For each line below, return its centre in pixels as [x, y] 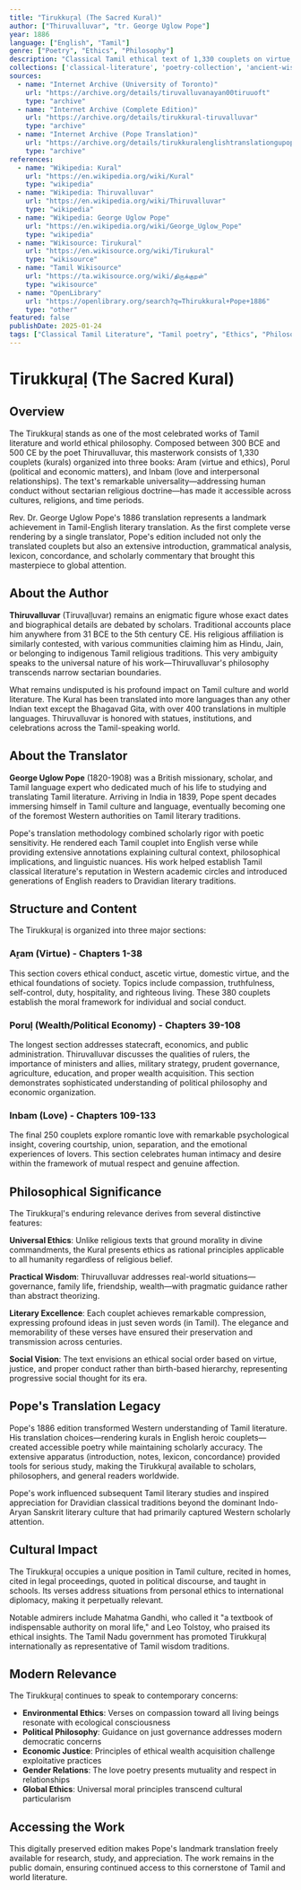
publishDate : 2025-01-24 [56, 327]
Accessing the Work [67, 1827]
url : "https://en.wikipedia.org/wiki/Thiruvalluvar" [126, 201]
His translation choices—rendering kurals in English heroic [117, 1437]
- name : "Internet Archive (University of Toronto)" [118, 84]
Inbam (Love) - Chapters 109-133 [83, 1115]
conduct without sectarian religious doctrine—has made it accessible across [150, 491]
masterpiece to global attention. [68, 565]
